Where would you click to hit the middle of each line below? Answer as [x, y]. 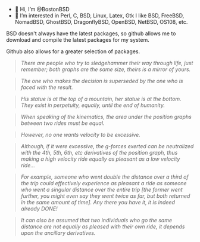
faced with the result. [47, 87]
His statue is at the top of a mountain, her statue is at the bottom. [101, 99]
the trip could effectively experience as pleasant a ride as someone [104, 183]
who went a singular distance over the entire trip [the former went [101, 189]
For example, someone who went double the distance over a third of [104, 177]
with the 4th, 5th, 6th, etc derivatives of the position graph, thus [99, 153]
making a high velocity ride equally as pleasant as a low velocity [100, 159]
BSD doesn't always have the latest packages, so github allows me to [91, 33]
